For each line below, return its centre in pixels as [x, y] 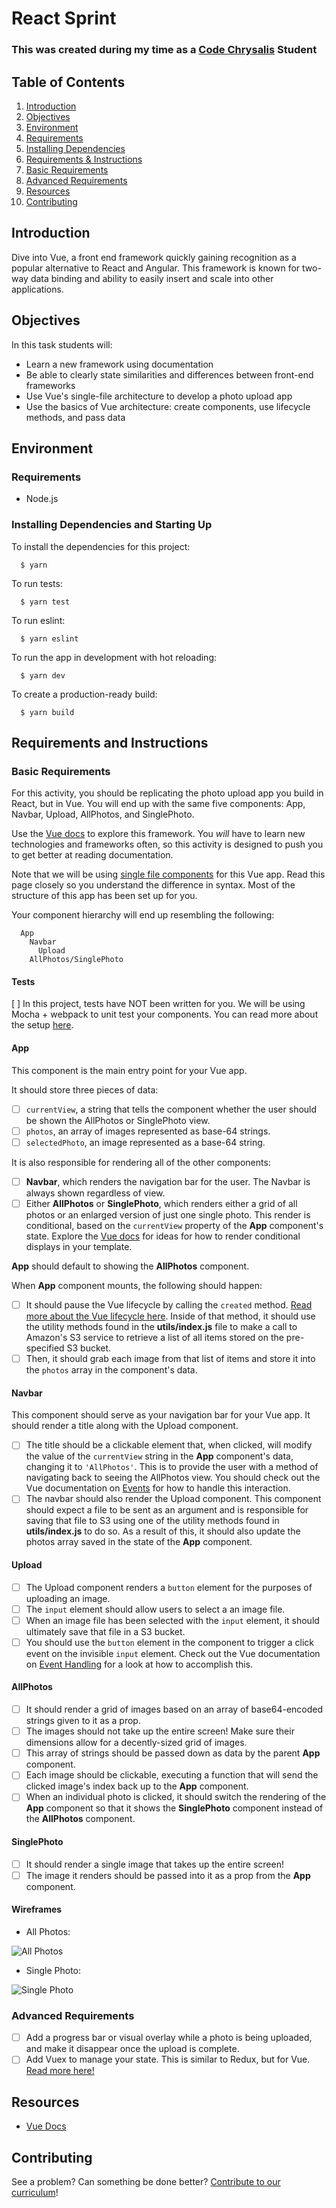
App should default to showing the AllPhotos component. [130, 1266]
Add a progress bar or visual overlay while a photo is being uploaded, [169, 2038]
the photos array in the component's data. [111, 1370]
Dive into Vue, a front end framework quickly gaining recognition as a [154, 257]
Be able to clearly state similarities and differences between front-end [169, 374]
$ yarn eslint [49, 638]
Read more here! [60, 2071]
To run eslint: [38, 620]
